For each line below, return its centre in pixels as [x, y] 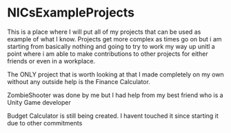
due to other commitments [45, 123]
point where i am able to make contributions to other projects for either [108, 54]
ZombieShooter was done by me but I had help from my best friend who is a [115, 95]
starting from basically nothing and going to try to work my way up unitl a [111, 46]
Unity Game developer [39, 102]
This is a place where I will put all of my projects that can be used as [104, 32]
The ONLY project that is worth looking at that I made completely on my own [115, 74]
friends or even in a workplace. [51, 61]
